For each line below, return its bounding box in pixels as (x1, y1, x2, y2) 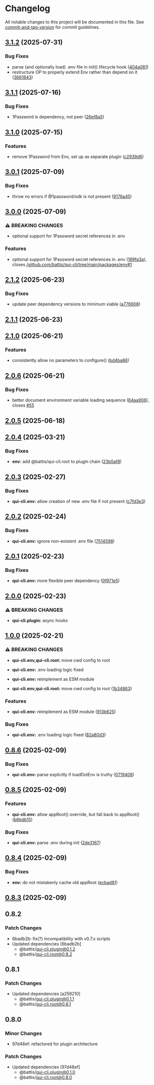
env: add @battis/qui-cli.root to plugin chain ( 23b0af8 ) (12, 459, 122, 464)
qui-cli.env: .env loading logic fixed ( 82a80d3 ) (12, 732, 106, 738)
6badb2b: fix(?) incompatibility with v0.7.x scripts (12, 936, 110, 942)
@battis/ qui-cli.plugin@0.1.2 (19, 946, 76, 952)
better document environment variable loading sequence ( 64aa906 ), (12, 397, 149, 403)
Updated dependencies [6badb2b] (12, 941, 81, 946)
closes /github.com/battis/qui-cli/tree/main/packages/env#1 (12, 261, 132, 267)
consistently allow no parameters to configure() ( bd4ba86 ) (12, 357, 130, 363)
